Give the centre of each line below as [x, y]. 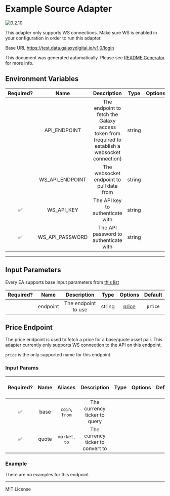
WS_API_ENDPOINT [63, 179]
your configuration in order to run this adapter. [54, 38]
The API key [108, 200]
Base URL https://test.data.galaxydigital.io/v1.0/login [60, 48]
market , [66, 436]
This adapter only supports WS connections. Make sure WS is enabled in [81, 32]
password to [108, 234]
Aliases [67, 387]
